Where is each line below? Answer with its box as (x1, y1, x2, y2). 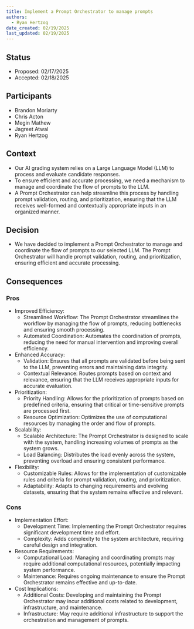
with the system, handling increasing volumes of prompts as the (23, 439, 178, 446)
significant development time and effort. (23, 529, 120, 536)
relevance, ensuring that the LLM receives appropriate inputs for (23, 376, 179, 383)
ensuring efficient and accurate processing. (14, 259, 120, 266)
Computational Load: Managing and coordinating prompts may (23, 554, 175, 561)
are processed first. (23, 407, 72, 414)
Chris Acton (14, 113, 44, 120)
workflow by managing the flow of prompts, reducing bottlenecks (23, 320, 182, 327)
